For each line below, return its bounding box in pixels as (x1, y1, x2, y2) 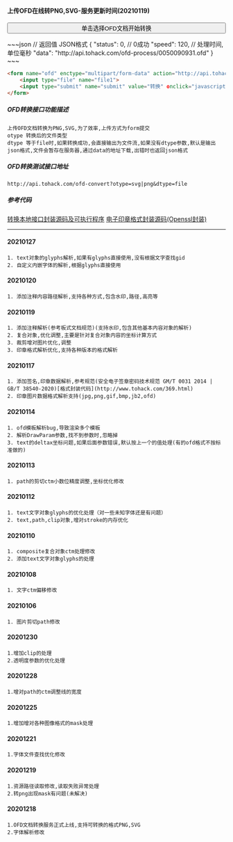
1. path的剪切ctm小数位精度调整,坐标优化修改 (7, 477, 124, 485)
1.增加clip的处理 (7, 649, 52, 657)
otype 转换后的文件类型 (7, 132, 68, 139)
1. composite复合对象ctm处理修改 (7, 548, 96, 555)
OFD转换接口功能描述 (7, 105, 69, 114)
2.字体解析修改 (7, 829, 45, 836)
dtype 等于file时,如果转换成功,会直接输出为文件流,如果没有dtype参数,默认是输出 (7, 139, 216, 146)
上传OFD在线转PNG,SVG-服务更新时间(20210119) (7, 6, 150, 15)
